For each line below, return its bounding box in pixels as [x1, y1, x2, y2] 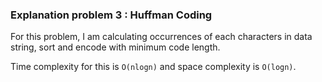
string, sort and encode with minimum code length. [10, 41, 221, 53]
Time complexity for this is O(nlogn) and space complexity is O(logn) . [10, 61, 297, 73]
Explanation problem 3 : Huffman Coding [10, 8, 213, 22]
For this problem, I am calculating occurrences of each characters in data [10, 31, 313, 43]
